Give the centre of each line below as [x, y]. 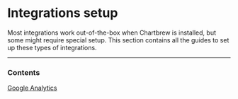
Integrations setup [63, 13]
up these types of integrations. [52, 47]
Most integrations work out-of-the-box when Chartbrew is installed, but [112, 33]
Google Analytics [32, 88]
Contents [24, 72]
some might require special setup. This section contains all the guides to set [118, 40]
